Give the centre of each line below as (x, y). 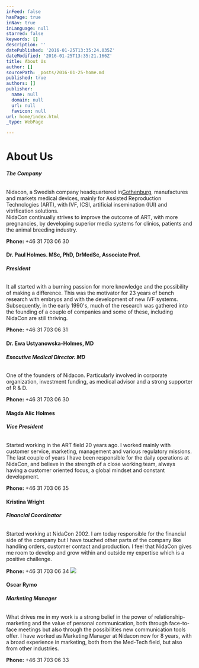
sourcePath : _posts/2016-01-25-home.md (55, 72)
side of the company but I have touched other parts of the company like (94, 540)
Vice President (25, 427)
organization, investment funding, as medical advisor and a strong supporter (99, 382)
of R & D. (17, 388)
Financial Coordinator (34, 515)
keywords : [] (22, 39)
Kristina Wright (25, 502)
